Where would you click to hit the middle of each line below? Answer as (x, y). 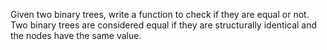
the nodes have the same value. (76, 35)
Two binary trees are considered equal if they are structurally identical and (164, 25)
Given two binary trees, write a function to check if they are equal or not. (160, 14)
